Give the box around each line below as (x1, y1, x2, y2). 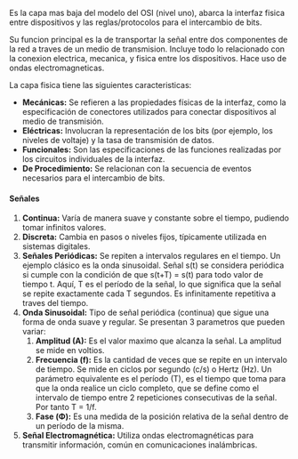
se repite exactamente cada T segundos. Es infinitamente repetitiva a (21, 288, 277, 299)
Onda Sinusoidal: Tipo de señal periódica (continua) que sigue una (21, 307, 270, 318)
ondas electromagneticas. (9, 62, 105, 73)
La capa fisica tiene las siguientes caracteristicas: (9, 80, 192, 90)
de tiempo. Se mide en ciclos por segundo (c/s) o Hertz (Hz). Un (35, 364, 272, 374)
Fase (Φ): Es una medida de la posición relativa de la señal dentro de (35, 411, 289, 422)
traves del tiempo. (21, 298, 89, 309)
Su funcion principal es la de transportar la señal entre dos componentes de (9, 35, 288, 44)
